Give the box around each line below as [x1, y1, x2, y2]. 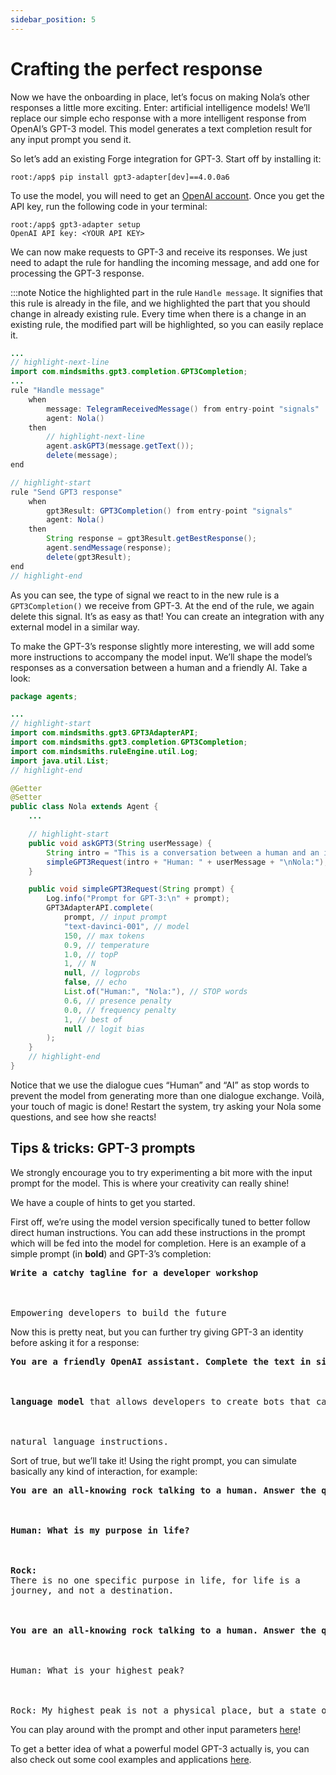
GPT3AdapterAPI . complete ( [46, 903, 155, 913]
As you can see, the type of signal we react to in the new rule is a [10, 589, 280, 601]
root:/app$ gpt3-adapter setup [10, 219, 141, 230]
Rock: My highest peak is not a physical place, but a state [10, 1704, 317, 1716]
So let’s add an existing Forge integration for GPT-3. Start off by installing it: [10, 152, 322, 165]
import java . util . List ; [10, 756, 110, 766]
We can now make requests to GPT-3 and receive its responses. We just [10, 246, 308, 258]
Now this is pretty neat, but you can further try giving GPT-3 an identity [10, 1326, 304, 1338]
